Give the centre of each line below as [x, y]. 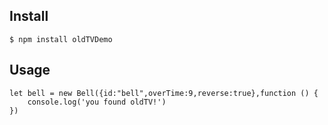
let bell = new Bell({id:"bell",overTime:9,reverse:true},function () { [164, 93]
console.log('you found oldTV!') [97, 102]
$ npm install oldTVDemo [61, 39]
